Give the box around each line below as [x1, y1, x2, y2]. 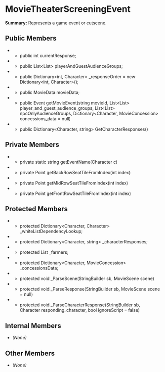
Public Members [5, 34, 57, 43]
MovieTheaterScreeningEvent [5, 3, 131, 15]
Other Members [5, 349, 55, 357]
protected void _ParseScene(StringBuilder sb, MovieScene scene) [19, 276, 155, 281]
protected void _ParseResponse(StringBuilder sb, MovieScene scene [19, 286, 160, 292]
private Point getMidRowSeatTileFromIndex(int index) [19, 180, 128, 186]
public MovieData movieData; [19, 89, 80, 95]
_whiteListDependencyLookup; [19, 229, 83, 234]
